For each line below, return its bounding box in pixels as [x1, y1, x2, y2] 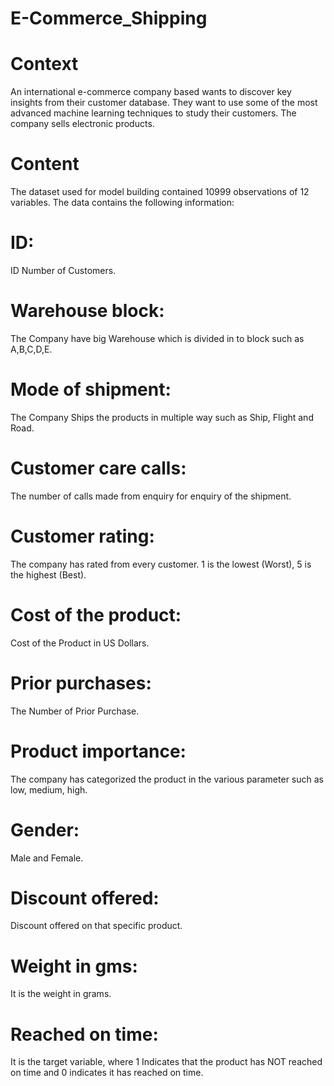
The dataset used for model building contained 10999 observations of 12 [10, 186, 310, 198]
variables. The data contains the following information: [10, 197, 235, 209]
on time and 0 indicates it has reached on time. [10, 1067, 204, 1079]
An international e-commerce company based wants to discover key [10, 86, 292, 98]
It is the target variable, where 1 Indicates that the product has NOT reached [10, 1056, 323, 1068]
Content [10, 153, 80, 176]
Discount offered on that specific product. [10, 920, 183, 932]
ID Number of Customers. [10, 265, 117, 276]
